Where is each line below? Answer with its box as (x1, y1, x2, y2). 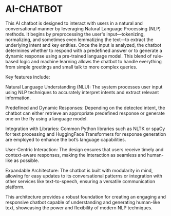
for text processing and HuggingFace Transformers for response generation (5, 131, 166, 137)
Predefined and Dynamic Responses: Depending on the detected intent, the (5, 104, 165, 111)
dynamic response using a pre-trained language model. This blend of (5, 52, 152, 59)
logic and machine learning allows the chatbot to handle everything (20, 58, 162, 64)
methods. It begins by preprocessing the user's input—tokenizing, (5, 31, 145, 37)
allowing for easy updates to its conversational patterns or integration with (5, 173, 163, 179)
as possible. (13, 157, 40, 164)
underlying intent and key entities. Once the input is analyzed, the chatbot (5, 42, 162, 48)
